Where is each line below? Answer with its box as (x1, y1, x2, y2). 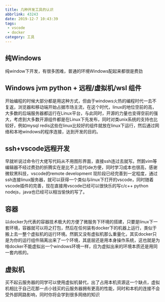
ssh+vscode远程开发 (5, 144, 70, 152)
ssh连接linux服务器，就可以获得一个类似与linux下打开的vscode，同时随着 (5, 177, 154, 182)
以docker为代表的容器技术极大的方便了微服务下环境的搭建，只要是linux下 (5, 219, 154, 225)
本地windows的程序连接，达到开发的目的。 (13, 128, 101, 134)
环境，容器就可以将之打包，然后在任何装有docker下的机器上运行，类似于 (9, 225, 157, 231)
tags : (5, 21, 16, 26)
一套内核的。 (5, 249, 31, 256)
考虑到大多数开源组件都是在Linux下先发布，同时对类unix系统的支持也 (13, 116, 154, 122)
